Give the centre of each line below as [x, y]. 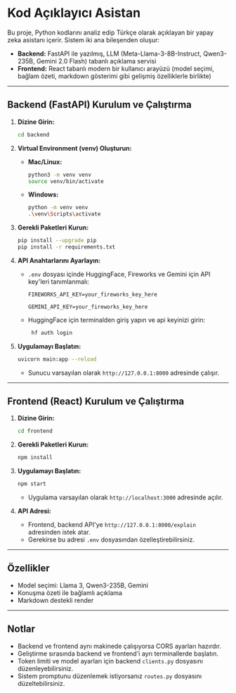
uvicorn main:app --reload [57, 359]
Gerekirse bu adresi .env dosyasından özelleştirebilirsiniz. [111, 539]
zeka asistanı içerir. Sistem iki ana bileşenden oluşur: [84, 39]
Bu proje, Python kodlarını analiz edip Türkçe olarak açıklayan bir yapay [111, 32]
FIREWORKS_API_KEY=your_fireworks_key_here [93, 294]
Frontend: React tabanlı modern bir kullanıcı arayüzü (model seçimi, [116, 68]
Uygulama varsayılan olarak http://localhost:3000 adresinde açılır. [125, 497]
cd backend [33, 135]
